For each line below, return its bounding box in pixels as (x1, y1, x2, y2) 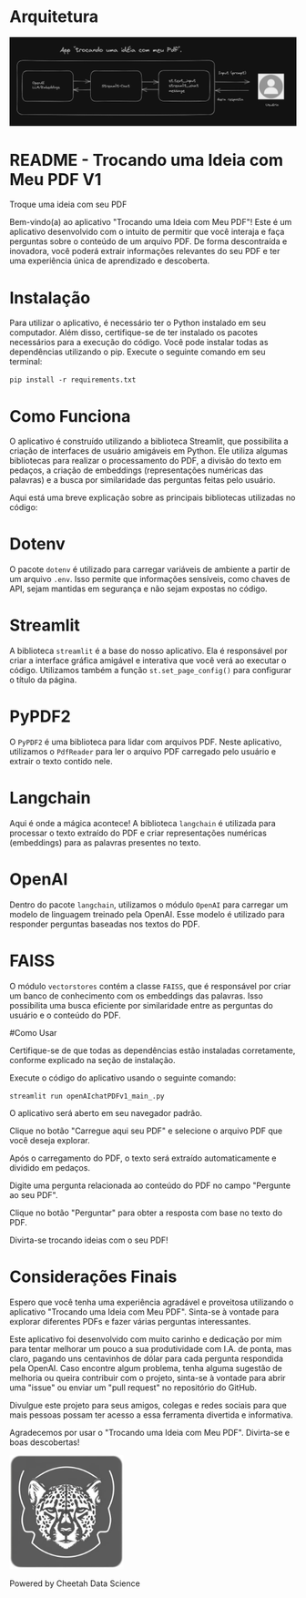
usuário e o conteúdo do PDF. (9, 1009, 121, 1020)
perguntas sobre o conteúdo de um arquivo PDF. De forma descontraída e (9, 236, 288, 247)
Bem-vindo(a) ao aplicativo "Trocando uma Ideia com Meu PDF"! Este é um (9, 217, 292, 228)
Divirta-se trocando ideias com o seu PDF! (9, 1234, 168, 1245)
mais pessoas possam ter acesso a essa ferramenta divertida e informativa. (9, 1409, 293, 1420)
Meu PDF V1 (9, 169, 102, 190)
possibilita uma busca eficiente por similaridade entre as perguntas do (9, 999, 273, 1010)
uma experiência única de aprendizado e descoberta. (9, 255, 210, 266)
